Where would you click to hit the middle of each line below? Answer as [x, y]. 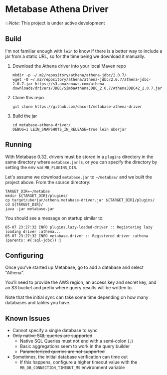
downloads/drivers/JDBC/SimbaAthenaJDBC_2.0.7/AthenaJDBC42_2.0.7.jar [87, 88]
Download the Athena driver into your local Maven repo [69, 66]
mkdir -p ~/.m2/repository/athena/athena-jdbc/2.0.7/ [69, 75]
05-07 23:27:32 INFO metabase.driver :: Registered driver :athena [77, 236]
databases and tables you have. [38, 303]
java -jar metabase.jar [30, 209]
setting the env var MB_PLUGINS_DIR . [41, 167]
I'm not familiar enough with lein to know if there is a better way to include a [84, 51]
